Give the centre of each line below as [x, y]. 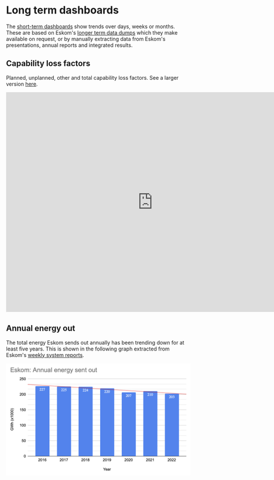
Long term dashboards [62, 10]
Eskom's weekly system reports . [45, 355]
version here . [22, 84]
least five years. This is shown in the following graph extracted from [88, 349]
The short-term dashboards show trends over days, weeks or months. [91, 26]
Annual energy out [41, 328]
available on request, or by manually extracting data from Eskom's [86, 39]
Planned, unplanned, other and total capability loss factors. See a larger [93, 77]
